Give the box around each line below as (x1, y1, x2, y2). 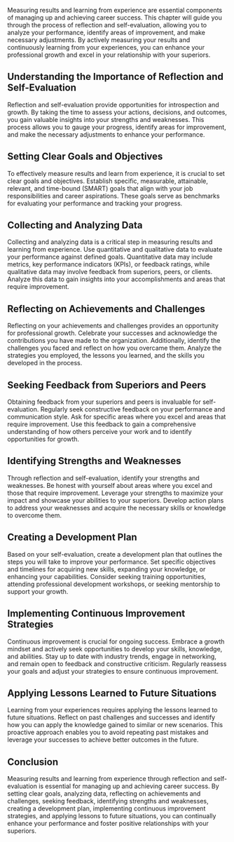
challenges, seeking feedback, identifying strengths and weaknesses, (7, 797, 209, 806)
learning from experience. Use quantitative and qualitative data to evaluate (7, 245, 223, 254)
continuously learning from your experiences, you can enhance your (7, 43, 205, 51)
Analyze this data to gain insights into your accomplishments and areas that (7, 275, 226, 283)
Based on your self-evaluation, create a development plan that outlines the (7, 550, 223, 558)
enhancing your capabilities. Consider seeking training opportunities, (7, 572, 207, 580)
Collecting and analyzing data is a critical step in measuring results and (7, 238, 213, 246)
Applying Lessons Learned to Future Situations (7, 687, 217, 699)
